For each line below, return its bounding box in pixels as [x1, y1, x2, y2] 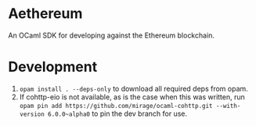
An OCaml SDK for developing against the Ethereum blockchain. [8, 31, 215, 40]
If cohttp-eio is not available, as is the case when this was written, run [19, 92, 245, 102]
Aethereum [8, 5, 83, 23]
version [19, 110, 45, 118]
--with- [215, 102, 241, 110]
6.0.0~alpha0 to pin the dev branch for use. [48, 109, 188, 118]
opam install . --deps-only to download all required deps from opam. [19, 84, 248, 93]
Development [8, 58, 98, 76]
